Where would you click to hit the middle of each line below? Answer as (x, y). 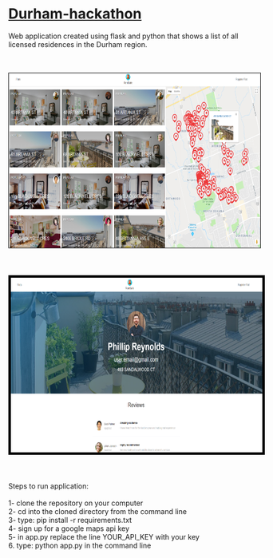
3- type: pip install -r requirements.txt (70, 520)
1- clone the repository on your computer (76, 503)
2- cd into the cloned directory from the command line (98, 511)
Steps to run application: (49, 486)
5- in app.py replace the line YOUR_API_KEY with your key (104, 536)
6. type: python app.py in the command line (80, 545)
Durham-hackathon (75, 14)
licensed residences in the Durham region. (78, 44)
